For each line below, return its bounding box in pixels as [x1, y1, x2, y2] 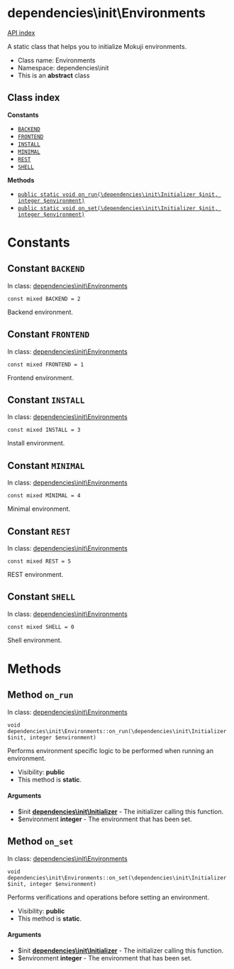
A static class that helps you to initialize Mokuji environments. [7, 42, 187, 50]
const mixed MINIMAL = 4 [7, 492, 81, 499]
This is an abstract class [17, 71, 90, 80]
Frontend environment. [7, 373, 74, 381]
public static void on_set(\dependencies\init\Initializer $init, [17, 205, 218, 212]
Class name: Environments [17, 55, 96, 65]
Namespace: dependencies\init [17, 63, 109, 72]
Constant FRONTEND [7, 328, 90, 340]
